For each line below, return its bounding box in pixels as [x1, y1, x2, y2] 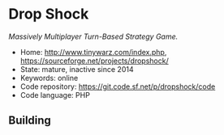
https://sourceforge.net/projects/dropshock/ [19, 56, 169, 65]
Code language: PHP [19, 90, 91, 99]
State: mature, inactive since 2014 [19, 64, 134, 74]
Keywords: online [19, 73, 79, 82]
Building [8, 114, 51, 128]
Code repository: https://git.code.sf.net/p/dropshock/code [19, 82, 216, 91]
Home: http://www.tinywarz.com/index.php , [19, 47, 167, 57]
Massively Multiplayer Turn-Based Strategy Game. [8, 32, 179, 41]
